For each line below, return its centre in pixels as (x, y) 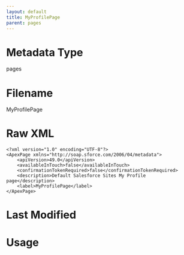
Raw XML (30, 133)
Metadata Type (45, 52)
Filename (30, 93)
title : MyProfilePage (33, 17)
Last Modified (41, 215)
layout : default (26, 12)
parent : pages (24, 23)
